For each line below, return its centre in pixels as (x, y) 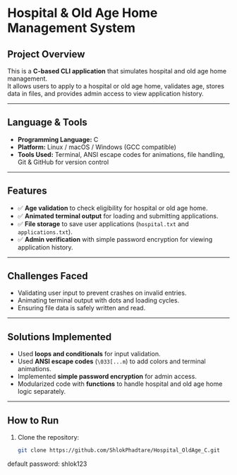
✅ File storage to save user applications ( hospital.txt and (103, 223)
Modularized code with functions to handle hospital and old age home (120, 384)
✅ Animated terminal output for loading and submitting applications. (118, 216)
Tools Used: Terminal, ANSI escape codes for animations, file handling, (121, 154)
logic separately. (42, 392)
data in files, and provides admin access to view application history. (106, 94)
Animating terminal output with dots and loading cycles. (98, 300)
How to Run (33, 420)
